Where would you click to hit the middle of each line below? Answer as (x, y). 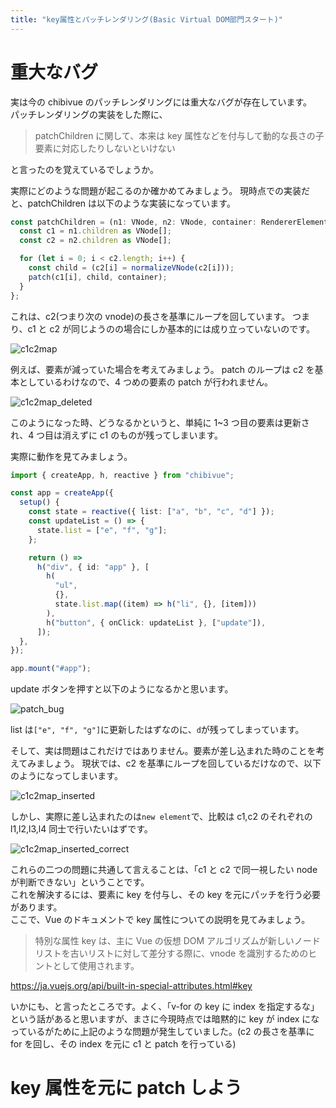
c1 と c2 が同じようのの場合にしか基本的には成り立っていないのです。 (171, 328)
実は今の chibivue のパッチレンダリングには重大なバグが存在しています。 (161, 102)
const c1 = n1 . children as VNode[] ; (95, 231)
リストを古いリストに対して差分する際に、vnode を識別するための (171, 953)
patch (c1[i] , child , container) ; (98, 277)
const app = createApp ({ (62, 493)
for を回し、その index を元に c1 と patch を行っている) (123, 1044)
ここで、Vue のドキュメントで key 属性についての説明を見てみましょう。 (160, 920)
